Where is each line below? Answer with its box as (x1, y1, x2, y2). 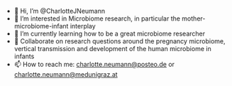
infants (13, 52, 35, 60)
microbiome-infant (13, 22, 69, 30)
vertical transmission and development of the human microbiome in (13, 45, 211, 53)
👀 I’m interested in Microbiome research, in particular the (13, 14, 181, 23)
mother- (182, 14, 206, 23)
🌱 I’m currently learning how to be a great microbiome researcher (13, 29, 206, 38)
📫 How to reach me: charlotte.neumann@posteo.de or (13, 60, 175, 68)
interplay (70, 22, 96, 30)
